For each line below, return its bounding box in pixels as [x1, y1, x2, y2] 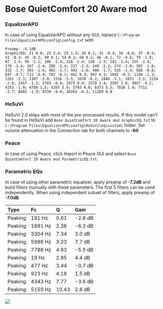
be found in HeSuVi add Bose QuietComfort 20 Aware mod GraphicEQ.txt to [5, 117, 156, 123]
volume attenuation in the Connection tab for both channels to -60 [5, 127, 139, 133]
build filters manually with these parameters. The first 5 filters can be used [5, 184, 155, 190]
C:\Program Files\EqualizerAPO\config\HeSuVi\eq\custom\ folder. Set [5, 122, 145, 128]
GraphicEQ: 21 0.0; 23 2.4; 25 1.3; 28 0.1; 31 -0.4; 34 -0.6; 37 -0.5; [5, 51, 156, 56]
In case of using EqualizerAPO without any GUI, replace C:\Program [5, 32, 140, 38]
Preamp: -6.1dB [5, 46, 36, 52]
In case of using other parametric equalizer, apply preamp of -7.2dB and [5, 179, 150, 185]
